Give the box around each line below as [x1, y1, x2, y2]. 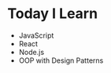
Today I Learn [7, 5, 98, 23]
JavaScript [18, 31, 54, 40]
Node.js [18, 47, 45, 57]
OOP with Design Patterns [18, 56, 104, 65]
